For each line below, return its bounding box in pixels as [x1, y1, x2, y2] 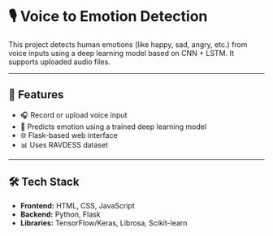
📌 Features [8, 88, 64, 102]
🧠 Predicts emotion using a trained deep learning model [19, 122, 207, 131]
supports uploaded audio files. [8, 57, 111, 67]
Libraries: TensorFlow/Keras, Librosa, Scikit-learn [19, 217, 188, 228]
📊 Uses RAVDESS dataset [19, 139, 108, 149]
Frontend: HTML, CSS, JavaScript [19, 200, 136, 210]
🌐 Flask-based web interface [19, 130, 118, 139]
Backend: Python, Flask [19, 209, 101, 219]
